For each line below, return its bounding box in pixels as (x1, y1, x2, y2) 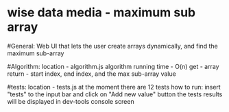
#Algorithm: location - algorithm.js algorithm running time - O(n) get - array (7, 62, 219, 70)
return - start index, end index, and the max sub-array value (7, 70, 176, 78)
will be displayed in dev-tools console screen (7, 97, 135, 105)
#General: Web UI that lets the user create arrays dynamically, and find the (7, 42, 218, 50)
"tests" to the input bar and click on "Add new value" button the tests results (7, 90, 223, 98)
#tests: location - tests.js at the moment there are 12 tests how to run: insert (7, 83, 221, 91)
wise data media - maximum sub (7, 5, 196, 20)
